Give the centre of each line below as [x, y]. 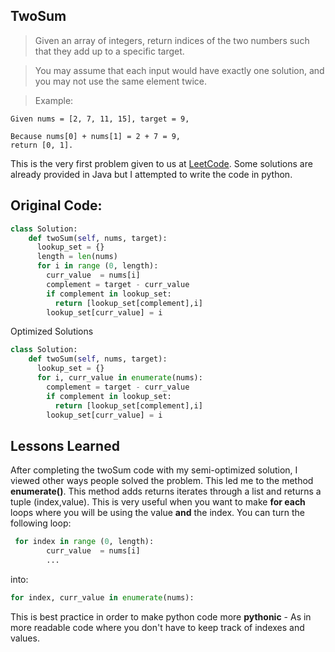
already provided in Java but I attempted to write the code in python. [151, 174]
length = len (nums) [77, 257]
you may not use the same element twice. [121, 81]
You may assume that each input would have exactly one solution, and [179, 70]
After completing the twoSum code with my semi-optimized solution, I [154, 470]
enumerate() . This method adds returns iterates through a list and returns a [166, 491]
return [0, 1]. [42, 145]
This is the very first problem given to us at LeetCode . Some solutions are [161, 163]
